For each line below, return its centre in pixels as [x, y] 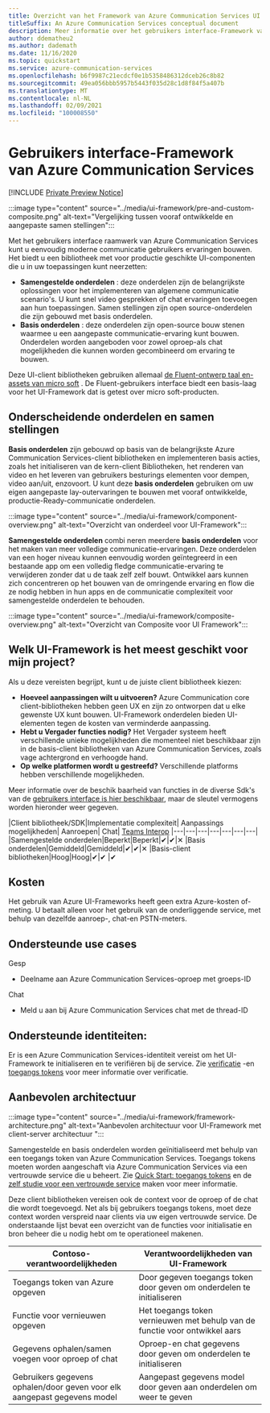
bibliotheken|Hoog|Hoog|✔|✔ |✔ [62, 857]
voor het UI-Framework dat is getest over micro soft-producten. [114, 392]
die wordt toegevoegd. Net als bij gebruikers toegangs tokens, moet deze [130, 1208]
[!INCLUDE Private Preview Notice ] [66, 192]
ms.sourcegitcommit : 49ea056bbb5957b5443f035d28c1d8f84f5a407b [117, 83]
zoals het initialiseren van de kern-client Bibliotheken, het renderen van [126, 466]
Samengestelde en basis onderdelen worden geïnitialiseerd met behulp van [133, 1150]
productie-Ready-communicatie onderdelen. [82, 500]
